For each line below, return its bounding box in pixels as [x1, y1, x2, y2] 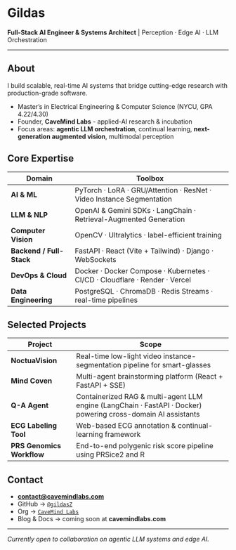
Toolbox [136, 173, 164, 183]
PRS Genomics [11, 441, 62, 451]
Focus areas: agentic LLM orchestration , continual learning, [17, 124, 192, 133]
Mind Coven [11, 376, 53, 386]
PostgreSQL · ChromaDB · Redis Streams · [74, 286, 214, 296]
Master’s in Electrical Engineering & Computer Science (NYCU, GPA [17, 102, 213, 110]
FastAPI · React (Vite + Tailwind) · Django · [74, 246, 214, 256]
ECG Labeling [11, 421, 58, 431]
